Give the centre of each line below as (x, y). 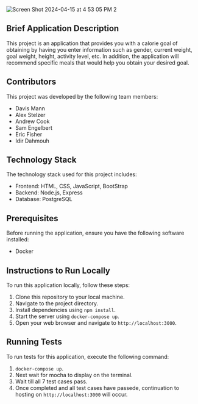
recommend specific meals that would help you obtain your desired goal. (98, 62)
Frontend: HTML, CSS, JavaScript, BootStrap (71, 186)
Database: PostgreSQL (44, 199)
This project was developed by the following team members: (82, 96)
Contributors (31, 82)
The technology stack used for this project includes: (72, 174)
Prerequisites (32, 218)
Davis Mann (30, 108)
